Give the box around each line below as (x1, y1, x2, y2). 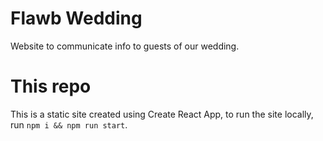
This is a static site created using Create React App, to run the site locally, (10, 108, 314, 120)
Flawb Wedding (10, 7, 143, 30)
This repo (10, 75, 92, 98)
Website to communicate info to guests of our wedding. (10, 40, 240, 52)
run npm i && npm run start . (10, 118, 128, 131)
